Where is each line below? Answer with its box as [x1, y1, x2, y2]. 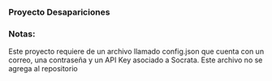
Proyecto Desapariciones [8, 6, 110, 18]
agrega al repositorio [8, 64, 79, 74]
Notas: [8, 28, 36, 39]
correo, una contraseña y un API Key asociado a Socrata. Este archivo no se [8, 55, 263, 65]
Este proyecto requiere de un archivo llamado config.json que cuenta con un [8, 47, 265, 57]
